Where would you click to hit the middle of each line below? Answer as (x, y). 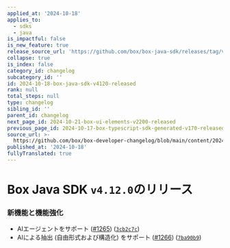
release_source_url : (37, 52)
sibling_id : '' (29, 109)
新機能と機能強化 (35, 212)
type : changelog (30, 103)
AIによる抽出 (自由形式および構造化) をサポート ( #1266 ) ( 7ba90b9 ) (109, 238)
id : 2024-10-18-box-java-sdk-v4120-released (72, 84)
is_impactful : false (37, 39)
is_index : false (30, 64)
